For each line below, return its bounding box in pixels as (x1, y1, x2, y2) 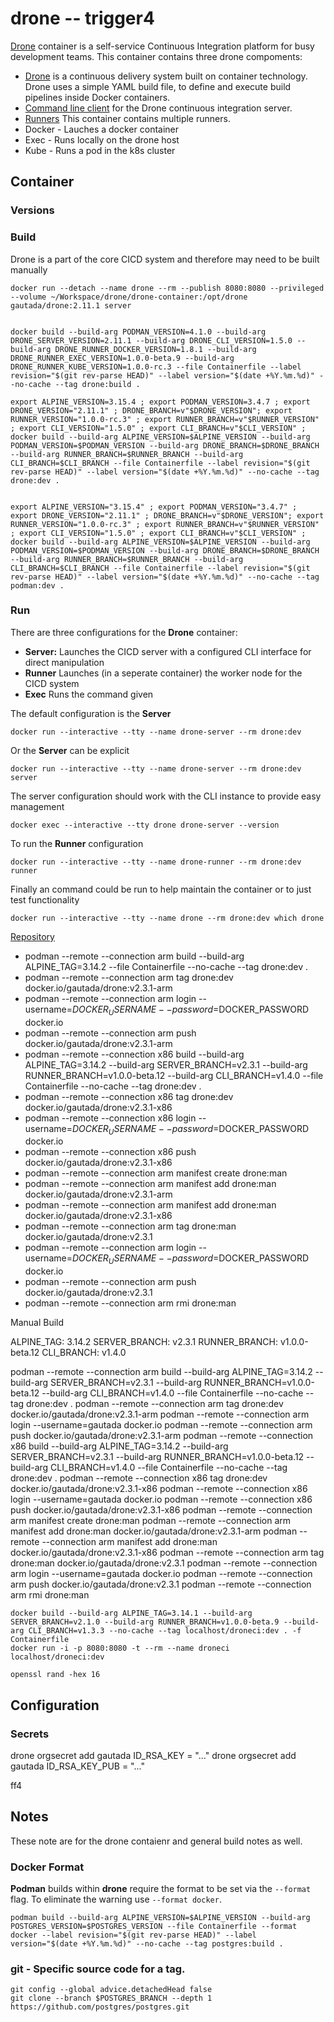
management (10, 800, 65, 812)
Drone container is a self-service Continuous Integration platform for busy (10, 40, 315, 52)
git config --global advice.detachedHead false (10, 1985, 213, 1995)
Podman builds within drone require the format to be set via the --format (10, 1883, 312, 1895)
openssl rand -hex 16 (10, 1670, 101, 1680)
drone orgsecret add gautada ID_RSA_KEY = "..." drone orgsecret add (10, 1749, 297, 1761)
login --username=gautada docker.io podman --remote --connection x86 (10, 1493, 313, 1506)
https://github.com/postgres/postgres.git (10, 2002, 190, 2012)
